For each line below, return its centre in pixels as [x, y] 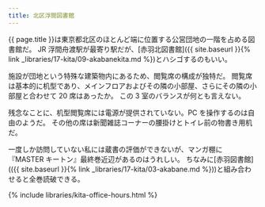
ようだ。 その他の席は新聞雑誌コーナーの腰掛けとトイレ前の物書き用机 [137, 122]
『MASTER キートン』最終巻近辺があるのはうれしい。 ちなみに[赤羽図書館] [131, 159]
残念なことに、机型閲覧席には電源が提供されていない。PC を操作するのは [128, 113]
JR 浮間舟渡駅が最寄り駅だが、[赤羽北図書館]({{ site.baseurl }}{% [144, 49]
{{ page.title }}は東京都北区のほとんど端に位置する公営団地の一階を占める [128, 39]
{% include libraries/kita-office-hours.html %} [83, 194]
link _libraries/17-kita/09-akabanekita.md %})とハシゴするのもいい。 [120, 59]
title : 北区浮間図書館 [42, 15]
